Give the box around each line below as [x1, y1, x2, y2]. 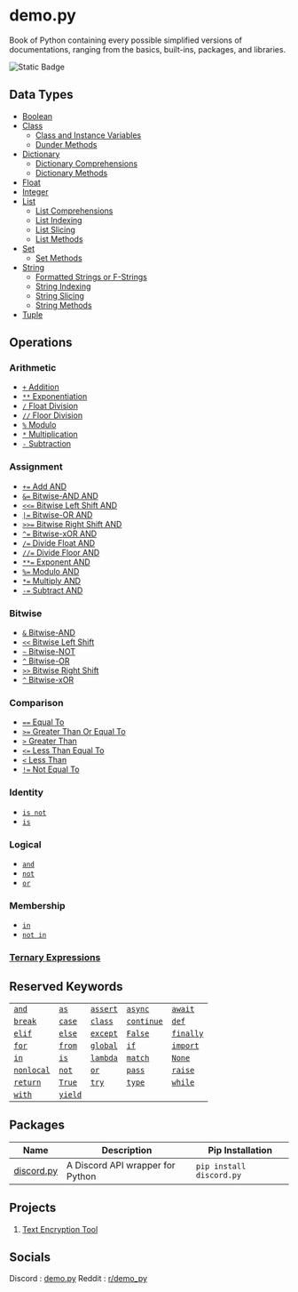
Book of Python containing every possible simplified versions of [9, 35, 242, 45]
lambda [90, 1053, 118, 1063]
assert [90, 1004, 118, 1014]
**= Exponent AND [21, 557, 90, 567]
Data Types [9, 87, 74, 102]
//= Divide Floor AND [21, 547, 100, 558]
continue [126, 1015, 163, 1026]
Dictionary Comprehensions [35, 157, 138, 169]
